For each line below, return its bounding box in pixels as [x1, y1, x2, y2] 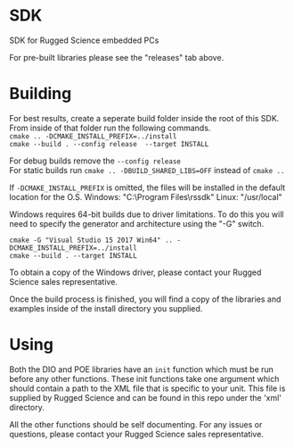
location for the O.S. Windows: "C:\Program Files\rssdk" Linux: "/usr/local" [9, 191, 282, 202]
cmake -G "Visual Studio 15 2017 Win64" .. [9, 236, 174, 245]
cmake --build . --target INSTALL [9, 251, 138, 260]
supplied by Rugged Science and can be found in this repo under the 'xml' [9, 392, 282, 402]
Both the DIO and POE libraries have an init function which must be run [9, 363, 274, 375]
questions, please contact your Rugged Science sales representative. [9, 428, 265, 439]
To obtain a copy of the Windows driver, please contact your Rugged [9, 267, 262, 278]
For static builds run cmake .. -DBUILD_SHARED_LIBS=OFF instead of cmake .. [9, 164, 285, 175]
